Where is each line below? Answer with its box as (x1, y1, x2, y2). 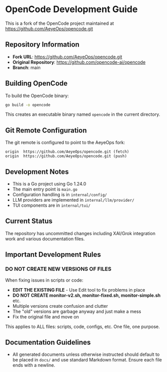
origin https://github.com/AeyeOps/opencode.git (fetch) (5, 149, 129, 155)
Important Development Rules (5, 250, 101, 259)
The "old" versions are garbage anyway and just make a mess (12, 308, 141, 314)
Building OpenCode (5, 79, 68, 88)
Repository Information (5, 40, 79, 49)
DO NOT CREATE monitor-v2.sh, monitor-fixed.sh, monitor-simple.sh (12, 292, 161, 298)
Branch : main (12, 64, 41, 70)
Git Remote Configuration (5, 126, 87, 134)
